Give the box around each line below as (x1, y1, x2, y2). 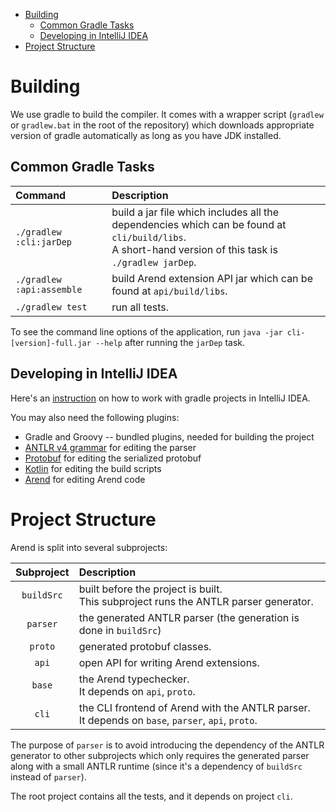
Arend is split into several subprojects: (10, 541, 168, 553)
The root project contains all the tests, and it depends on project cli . (10, 790, 293, 802)
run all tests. (111, 300, 170, 314)
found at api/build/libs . (111, 284, 228, 298)
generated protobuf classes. (78, 639, 212, 653)
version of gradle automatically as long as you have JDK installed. (10, 129, 282, 141)
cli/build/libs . (111, 230, 187, 244)
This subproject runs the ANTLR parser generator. (78, 594, 314, 608)
